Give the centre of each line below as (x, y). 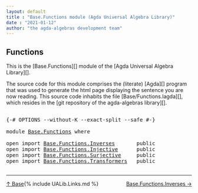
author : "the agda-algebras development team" (64, 28)
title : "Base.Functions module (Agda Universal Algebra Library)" (91, 17)
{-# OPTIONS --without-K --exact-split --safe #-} (81, 120)
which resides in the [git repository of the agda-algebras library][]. (87, 103)
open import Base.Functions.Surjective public (81, 155)
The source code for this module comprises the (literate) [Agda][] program (97, 84)
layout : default (26, 12)
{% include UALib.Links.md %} (61, 184)
